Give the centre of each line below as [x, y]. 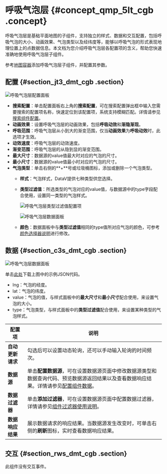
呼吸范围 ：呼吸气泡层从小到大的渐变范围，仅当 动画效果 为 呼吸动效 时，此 [86, 131]
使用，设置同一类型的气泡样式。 [57, 195]
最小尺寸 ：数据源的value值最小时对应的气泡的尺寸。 [66, 161]
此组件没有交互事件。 [27, 467]
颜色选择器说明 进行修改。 [46, 233]
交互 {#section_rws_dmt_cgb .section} [66, 453]
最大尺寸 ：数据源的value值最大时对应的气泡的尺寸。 [66, 156]
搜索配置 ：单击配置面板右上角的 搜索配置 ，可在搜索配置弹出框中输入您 [84, 106]
